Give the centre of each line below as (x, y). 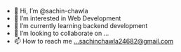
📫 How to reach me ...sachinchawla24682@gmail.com (94, 41)
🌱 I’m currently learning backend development (81, 26)
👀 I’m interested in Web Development (67, 18)
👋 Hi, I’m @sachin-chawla (51, 11)
